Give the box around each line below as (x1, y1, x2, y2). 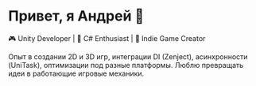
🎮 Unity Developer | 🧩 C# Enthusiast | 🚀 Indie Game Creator (8, 33, 206, 43)
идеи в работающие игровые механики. (8, 69, 145, 78)
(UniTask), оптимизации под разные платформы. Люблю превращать (8, 60, 244, 69)
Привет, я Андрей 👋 (8, 7, 145, 25)
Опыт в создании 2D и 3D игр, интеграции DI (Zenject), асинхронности (8, 51, 248, 62)
